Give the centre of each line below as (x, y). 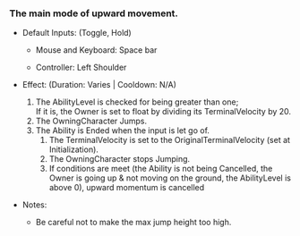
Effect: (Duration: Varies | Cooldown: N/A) (99, 85)
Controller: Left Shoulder (81, 67)
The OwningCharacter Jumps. (91, 121)
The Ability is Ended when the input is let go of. (123, 131)
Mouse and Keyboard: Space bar (96, 50)
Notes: (34, 205)
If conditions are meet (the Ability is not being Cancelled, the (161, 169)
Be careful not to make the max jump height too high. (133, 223)
